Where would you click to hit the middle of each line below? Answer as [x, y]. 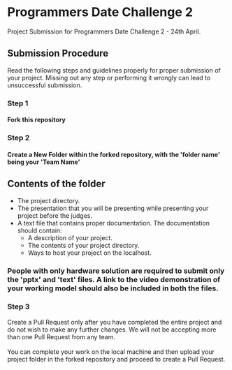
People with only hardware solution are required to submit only [116, 271]
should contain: [39, 230]
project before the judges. [55, 215]
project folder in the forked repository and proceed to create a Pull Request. [116, 359]
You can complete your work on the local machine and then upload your [111, 351]
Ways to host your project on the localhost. [89, 253]
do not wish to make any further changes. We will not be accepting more [112, 330]
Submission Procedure [58, 53]
